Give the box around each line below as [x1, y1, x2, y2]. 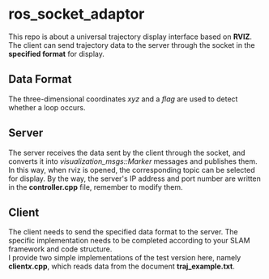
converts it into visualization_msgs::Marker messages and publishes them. [8, 156, 258, 166]
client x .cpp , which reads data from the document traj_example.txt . [8, 261, 235, 272]
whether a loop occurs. [8, 102, 86, 112]
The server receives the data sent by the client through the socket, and [8, 148, 246, 157]
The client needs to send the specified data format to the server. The [8, 227, 239, 237]
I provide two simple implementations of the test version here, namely [8, 253, 241, 263]
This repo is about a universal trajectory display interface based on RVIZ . [8, 32, 253, 41]
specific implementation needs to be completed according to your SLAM [8, 236, 250, 246]
